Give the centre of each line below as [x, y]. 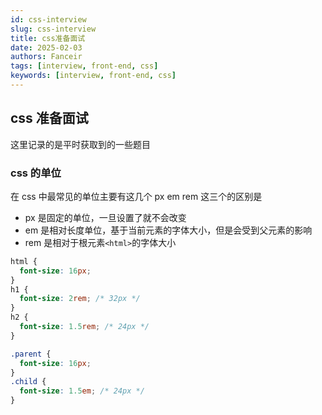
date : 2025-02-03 [46, 47]
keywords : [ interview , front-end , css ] [93, 76]
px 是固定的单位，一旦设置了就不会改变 [105, 217]
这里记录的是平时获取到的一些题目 [80, 144]
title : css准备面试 [48, 38]
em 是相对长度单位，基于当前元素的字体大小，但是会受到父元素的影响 [168, 230]
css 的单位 [36, 173]
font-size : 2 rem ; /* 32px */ [80, 299]
